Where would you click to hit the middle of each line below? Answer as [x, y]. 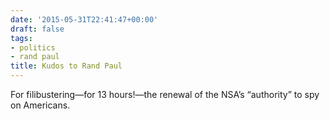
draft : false [37, 29]
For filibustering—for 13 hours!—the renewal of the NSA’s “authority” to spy [165, 94]
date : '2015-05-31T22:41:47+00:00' [84, 19]
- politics [33, 47]
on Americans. [40, 105]
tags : [21, 38]
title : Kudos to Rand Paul [66, 66]
